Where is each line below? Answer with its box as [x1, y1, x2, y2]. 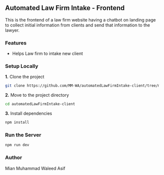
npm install [5, 120, 29, 125]
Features [5, 39, 27, 46]
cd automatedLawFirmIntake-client [5, 102, 76, 107]
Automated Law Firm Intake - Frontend [5, 4, 125, 12]
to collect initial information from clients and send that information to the [5, 22, 150, 28]
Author [5, 154, 22, 161]
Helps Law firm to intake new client [12, 51, 83, 57]
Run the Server [5, 131, 41, 138]
